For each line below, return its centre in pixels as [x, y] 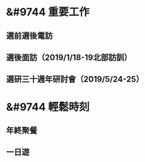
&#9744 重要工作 [48, 12]
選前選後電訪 [29, 36]
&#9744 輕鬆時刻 [48, 107]
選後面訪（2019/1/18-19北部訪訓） [69, 57]
